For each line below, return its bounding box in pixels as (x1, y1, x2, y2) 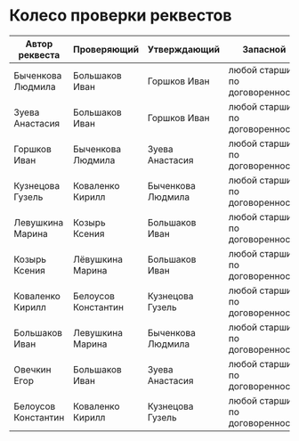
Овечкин (13, 363, 52, 375)
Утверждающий (147, 43, 221, 55)
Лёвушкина (72, 253, 123, 265)
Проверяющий (72, 43, 140, 55)
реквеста (18, 48, 61, 61)
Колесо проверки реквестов (9, 5, 232, 26)
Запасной (242, 43, 287, 55)
